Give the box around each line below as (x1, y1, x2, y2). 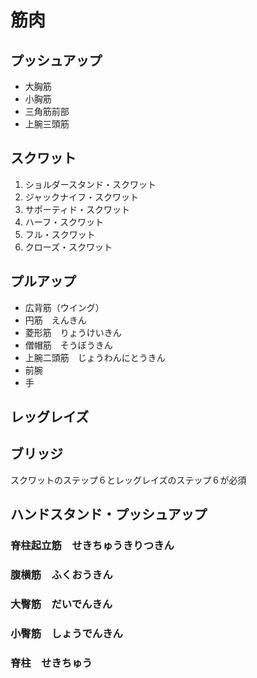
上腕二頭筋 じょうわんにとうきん (24, 351, 166, 363)
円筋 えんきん (24, 314, 87, 326)
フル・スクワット (24, 228, 96, 240)
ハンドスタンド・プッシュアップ (10, 506, 208, 523)
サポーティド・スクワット (24, 203, 130, 215)
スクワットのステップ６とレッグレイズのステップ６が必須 (10, 474, 247, 486)
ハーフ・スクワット (24, 216, 104, 228)
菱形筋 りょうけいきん (24, 326, 122, 338)
